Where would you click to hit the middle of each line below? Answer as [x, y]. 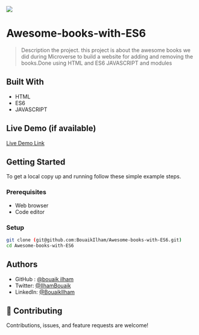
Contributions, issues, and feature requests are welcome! [77, 325]
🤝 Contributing [34, 311]
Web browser [32, 205]
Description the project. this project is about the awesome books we [106, 50]
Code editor [30, 212]
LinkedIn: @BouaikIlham [45, 292]
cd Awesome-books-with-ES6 [40, 246]
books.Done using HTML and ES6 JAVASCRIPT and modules [96, 63]
